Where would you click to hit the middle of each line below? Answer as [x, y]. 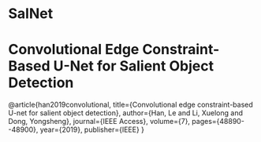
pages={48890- [218, 122]
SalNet [31, 14]
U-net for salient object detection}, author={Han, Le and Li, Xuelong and [125, 113]
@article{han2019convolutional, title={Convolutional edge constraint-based [131, 105]
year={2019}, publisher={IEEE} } [92, 129]
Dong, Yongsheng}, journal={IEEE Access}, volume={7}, [99, 122]
